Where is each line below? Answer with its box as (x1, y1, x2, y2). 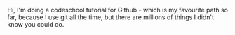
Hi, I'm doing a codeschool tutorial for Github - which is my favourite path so (7, 6, 229, 14)
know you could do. (7, 21, 65, 28)
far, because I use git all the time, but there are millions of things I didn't (7, 13, 215, 21)
